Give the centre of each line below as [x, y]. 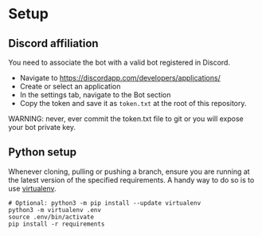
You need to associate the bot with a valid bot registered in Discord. [119, 62]
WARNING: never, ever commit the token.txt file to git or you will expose [126, 119]
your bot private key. [42, 127]
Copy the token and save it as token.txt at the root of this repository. [133, 103]
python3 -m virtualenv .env [55, 210]
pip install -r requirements [57, 224]
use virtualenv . [33, 188]
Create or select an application [70, 86]
